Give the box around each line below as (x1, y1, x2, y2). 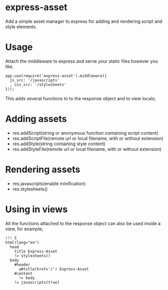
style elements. (5, 23, 37, 29)
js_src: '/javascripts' (10, 77, 60, 82)
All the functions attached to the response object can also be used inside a (5, 220, 161, 226)
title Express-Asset (14, 248, 58, 254)
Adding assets (5, 113, 67, 125)
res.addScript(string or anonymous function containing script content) (12, 130, 159, 136)
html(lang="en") (5, 240, 39, 245)
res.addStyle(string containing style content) (12, 141, 106, 147)
